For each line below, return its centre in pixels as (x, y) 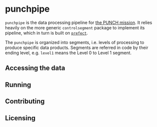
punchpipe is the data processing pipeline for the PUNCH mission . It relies (79, 22)
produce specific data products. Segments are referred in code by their (77, 47)
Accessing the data (35, 68)
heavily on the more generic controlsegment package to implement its (75, 27)
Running (18, 85)
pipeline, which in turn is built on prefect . (47, 33)
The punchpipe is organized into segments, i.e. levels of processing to (75, 42)
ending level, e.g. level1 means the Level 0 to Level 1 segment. (68, 53)
